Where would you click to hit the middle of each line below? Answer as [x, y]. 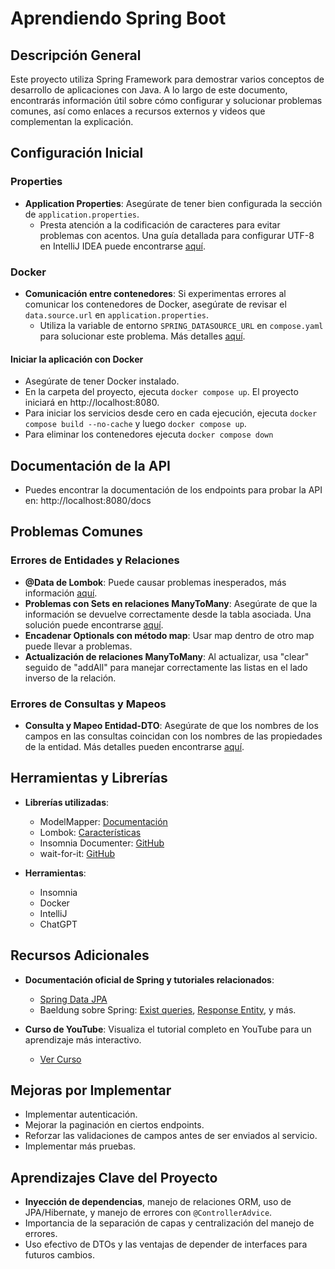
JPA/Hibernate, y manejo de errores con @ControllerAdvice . [148, 1213]
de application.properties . [82, 214]
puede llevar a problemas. [78, 646]
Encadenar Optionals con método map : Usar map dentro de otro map [169, 635]
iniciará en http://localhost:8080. [92, 403]
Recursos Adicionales [80, 955]
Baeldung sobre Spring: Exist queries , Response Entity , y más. [168, 1009]
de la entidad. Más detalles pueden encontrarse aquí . [134, 746]
